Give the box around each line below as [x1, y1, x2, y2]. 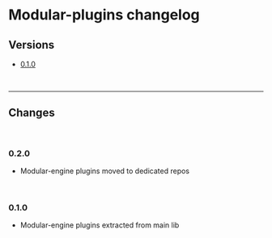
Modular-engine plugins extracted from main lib [19, 220, 180, 230]
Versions [8, 38, 55, 52]
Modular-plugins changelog [8, 6, 200, 24]
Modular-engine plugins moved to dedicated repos [19, 166, 190, 176]
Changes [8, 106, 55, 120]
